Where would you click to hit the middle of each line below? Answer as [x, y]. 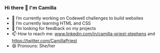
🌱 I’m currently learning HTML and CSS [51, 23]
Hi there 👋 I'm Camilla [31, 8]
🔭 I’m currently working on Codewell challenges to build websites [78, 18]
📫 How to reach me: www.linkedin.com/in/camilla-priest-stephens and [83, 34]
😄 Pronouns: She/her [34, 46]
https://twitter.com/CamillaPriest [44, 41]
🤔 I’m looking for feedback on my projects [54, 28]
